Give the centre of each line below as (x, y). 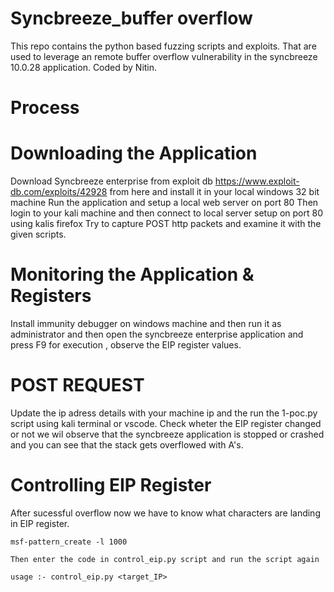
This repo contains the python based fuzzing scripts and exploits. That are (163, 46)
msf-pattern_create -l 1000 (69, 542)
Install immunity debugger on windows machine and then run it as (146, 323)
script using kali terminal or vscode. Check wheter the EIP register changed (166, 423)
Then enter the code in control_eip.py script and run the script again (165, 559)
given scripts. (38, 234)
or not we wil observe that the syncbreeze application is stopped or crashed (167, 434)
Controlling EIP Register (111, 485)
